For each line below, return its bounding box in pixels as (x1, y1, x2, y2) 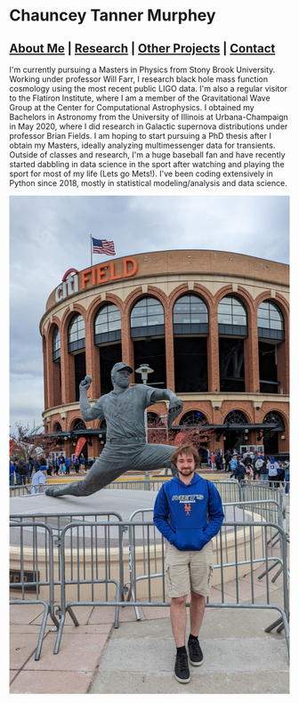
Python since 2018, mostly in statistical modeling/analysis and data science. (9, 178, 287, 188)
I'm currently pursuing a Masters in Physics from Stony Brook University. (9, 64, 276, 75)
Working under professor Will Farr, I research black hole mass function (9, 74, 269, 85)
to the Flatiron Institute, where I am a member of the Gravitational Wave (9, 93, 271, 103)
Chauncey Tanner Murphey (9, 5, 216, 26)
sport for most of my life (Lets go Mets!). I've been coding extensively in (9, 168, 273, 179)
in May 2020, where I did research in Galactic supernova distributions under (9, 121, 288, 132)
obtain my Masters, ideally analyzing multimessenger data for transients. (9, 140, 276, 150)
